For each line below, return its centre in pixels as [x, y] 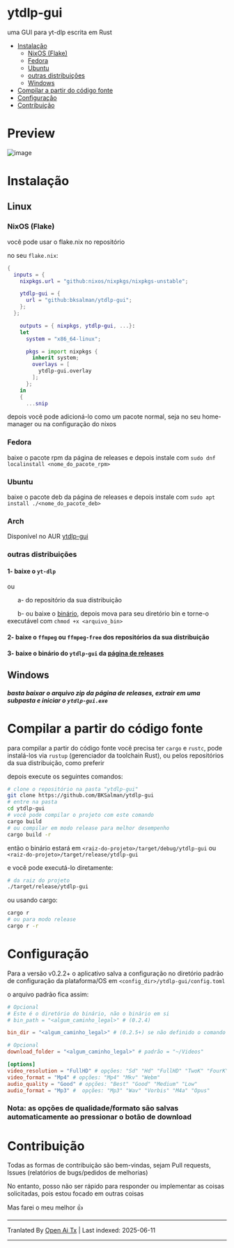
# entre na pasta [32, 802]
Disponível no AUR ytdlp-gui [48, 537]
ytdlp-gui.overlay [65, 371]
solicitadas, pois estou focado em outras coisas [76, 1193]
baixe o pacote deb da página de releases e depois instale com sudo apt [111, 497]
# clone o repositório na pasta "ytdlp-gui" [73, 789]
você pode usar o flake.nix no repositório [66, 242]
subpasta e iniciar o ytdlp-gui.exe [57, 700]
